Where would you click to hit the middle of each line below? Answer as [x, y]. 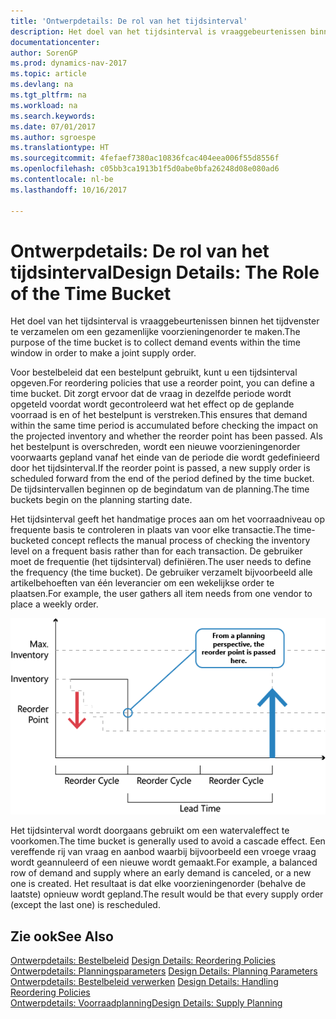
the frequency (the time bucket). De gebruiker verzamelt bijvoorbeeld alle [161, 572]
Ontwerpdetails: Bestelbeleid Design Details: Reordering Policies [143, 961]
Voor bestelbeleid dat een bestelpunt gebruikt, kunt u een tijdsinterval [154, 372]
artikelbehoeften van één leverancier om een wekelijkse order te [142, 583]
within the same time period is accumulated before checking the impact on [164, 426]
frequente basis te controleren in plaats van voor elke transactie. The [151, 530]
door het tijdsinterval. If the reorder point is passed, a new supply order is [160, 468]
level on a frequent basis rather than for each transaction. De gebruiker [156, 551]
